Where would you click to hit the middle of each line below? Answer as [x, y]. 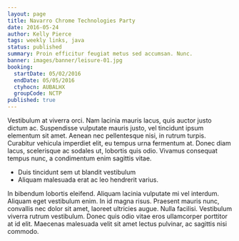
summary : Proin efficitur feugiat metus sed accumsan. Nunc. [100, 54]
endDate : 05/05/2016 [44, 80]
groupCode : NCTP [38, 93]
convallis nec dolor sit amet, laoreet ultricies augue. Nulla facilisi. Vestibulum [120, 209]
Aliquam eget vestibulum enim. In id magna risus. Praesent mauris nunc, [113, 201]
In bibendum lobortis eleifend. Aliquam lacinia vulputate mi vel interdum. [113, 194]
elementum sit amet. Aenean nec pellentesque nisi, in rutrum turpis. [107, 135]
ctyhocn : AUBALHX [40, 87]
